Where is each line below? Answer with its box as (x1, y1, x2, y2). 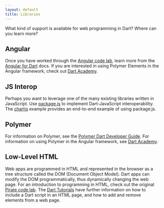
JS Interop (5, 82, 38, 91)
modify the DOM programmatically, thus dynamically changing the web (5, 176, 149, 182)
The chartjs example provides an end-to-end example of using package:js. (5, 106, 156, 112)
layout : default (5, 7, 38, 12)
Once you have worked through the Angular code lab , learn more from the (5, 58, 155, 64)
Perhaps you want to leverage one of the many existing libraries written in (5, 95, 154, 101)
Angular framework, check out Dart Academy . (5, 68, 98, 74)
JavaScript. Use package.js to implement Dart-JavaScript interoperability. (5, 101, 154, 107)
